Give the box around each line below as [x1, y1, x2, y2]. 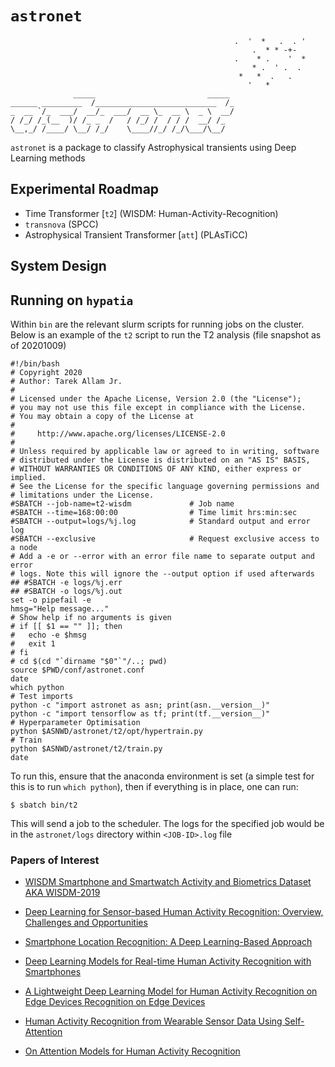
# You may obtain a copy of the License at [10, 411, 195, 421]
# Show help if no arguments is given [10, 612, 172, 622]
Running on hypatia [10, 292, 134, 309]
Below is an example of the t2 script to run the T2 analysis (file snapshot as [10, 328, 322, 341]
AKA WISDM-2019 [24, 887, 101, 899]
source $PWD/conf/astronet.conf [10, 665, 145, 675]
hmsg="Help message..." [10, 603, 110, 614]
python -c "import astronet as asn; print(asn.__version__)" [10, 700, 271, 710]
